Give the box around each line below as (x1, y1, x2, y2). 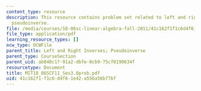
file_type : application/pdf (6, 31, 77, 37)
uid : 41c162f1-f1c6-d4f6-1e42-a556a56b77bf (6, 75, 117, 81)
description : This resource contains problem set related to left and (6, 14, 186, 20)
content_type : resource (6, 8, 66, 15)
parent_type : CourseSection (6, 53, 77, 59)
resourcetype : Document (6, 64, 66, 71)
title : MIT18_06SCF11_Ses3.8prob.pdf (6, 70, 100, 76)
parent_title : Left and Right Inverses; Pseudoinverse (6, 48, 146, 54)
